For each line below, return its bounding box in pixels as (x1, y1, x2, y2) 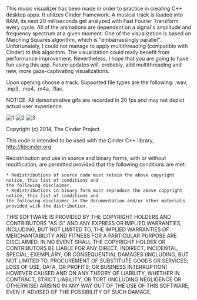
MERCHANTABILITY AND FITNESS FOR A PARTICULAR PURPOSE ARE (6, 232, 178, 239)
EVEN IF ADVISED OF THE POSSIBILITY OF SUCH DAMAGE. (6, 288, 152, 295)
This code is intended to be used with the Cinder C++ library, (6, 137, 154, 144)
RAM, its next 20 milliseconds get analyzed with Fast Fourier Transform (6, 18, 179, 24)
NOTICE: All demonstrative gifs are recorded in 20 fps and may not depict (6, 96, 185, 104)
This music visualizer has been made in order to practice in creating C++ (6, 5, 182, 12)
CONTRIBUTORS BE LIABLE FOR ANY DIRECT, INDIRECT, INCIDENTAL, (6, 245, 179, 252)
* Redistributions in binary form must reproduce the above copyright (6, 188, 183, 194)
